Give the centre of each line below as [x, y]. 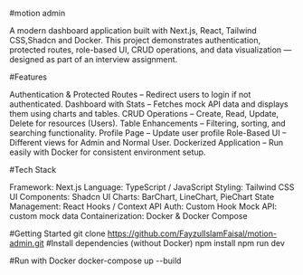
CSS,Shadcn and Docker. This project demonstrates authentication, [135, 40]
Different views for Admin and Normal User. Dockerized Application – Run [147, 142]
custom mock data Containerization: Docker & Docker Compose [128, 216]
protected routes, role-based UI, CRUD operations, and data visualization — [151, 50]
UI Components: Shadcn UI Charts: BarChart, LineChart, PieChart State [142, 197]
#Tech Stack [33, 170]
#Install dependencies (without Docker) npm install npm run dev [165, 243]
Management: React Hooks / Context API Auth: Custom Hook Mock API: [143, 206]
